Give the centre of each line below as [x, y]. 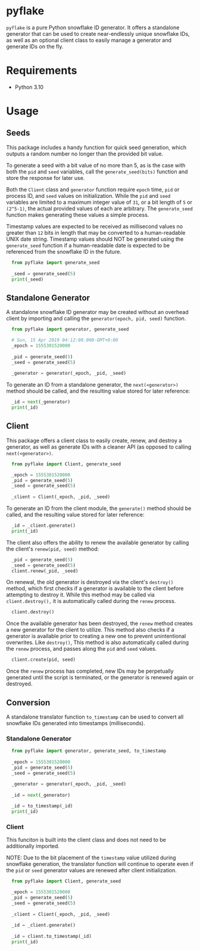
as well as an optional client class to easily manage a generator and [89, 40]
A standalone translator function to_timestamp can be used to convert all [95, 717]
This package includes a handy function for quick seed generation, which [96, 147]
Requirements [42, 71]
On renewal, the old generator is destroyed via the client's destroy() [90, 582]
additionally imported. [33, 846]
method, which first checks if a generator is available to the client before [95, 589]
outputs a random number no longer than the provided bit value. [85, 154]
